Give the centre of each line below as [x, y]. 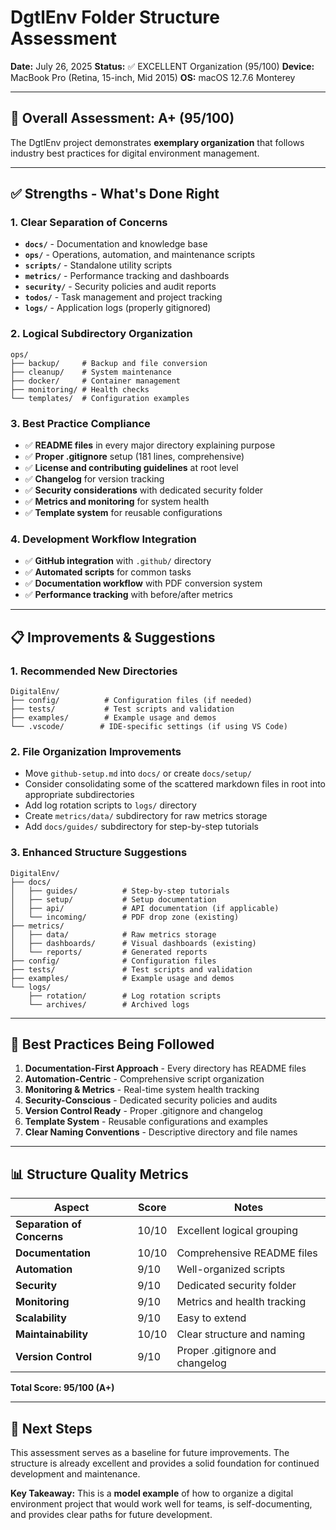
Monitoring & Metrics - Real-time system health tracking [142, 1090]
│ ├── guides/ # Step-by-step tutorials [120, 891]
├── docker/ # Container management [96, 381]
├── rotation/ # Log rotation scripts [125, 996]
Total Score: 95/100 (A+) [62, 1388]
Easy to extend [211, 1318]
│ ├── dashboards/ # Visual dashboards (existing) [133, 943]
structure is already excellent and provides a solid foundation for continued [165, 1463]
